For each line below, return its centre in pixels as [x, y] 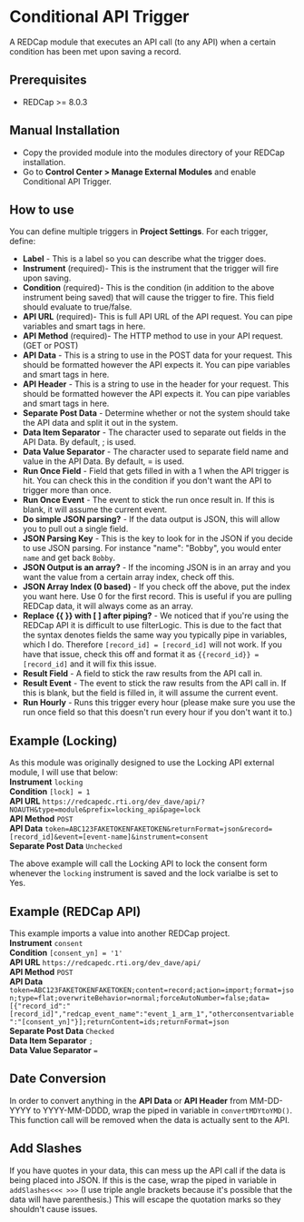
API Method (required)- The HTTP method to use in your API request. [153, 336]
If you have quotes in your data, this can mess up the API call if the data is [147, 1170]
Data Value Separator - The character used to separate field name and [155, 452]
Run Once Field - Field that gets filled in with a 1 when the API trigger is [156, 471]
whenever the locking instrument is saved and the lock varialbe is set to [144, 873]
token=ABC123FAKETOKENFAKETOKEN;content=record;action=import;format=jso [152, 990]
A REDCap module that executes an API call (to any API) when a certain [143, 42]
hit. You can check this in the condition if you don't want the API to [147, 481]
